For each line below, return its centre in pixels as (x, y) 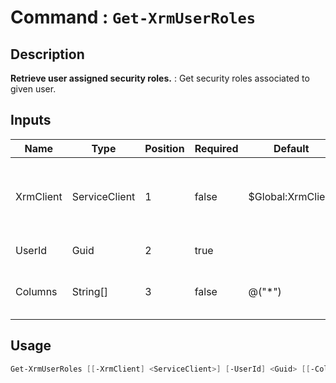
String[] (89, 291)
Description (47, 54)
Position (164, 148)
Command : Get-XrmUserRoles (133, 17)
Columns (36, 291)
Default (291, 148)
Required (216, 148)
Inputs (31, 120)
